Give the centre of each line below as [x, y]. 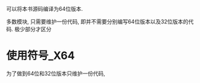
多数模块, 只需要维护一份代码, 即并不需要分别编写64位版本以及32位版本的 [97, 22]
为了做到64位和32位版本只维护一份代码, [56, 73]
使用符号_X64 [41, 56]
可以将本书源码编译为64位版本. [44, 9]
